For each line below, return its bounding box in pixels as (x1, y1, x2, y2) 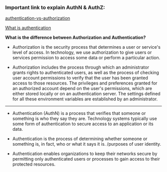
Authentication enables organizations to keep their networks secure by (12, 151, 158, 157)
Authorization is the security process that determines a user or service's (12, 44, 161, 50)
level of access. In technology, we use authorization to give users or (12, 49, 152, 56)
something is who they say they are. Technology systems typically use (12, 116, 158, 122)
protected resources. (12, 161, 56, 168)
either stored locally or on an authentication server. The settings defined (12, 91, 161, 97)
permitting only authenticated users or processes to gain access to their (12, 156, 160, 162)
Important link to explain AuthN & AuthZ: (5, 4, 105, 11)
